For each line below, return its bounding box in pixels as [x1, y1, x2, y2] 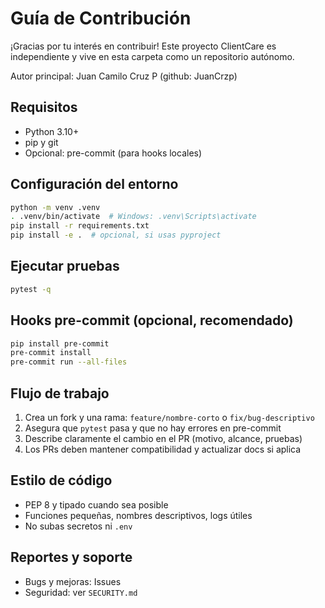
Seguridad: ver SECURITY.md [24, 586, 138, 598]
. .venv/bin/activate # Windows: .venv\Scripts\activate [10, 212, 257, 222]
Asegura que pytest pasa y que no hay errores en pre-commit [24, 422, 282, 434]
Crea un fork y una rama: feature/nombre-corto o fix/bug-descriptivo [24, 412, 315, 423]
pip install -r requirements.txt [10, 221, 150, 231]
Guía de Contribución [10, 7, 192, 30]
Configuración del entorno [10, 176, 179, 193]
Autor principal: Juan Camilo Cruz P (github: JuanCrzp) [10, 70, 238, 82]
